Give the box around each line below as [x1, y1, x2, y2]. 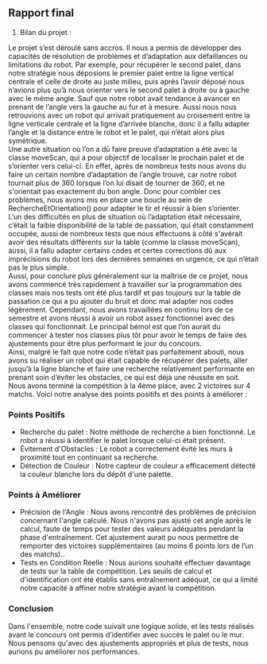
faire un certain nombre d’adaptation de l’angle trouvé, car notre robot [8, 169, 237, 179]
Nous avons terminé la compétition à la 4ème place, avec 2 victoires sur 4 [8, 381, 251, 390]
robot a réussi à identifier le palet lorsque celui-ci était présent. [19, 436, 226, 445]
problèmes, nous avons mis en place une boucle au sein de [8, 195, 203, 204]
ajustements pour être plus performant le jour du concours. [8, 338, 203, 348]
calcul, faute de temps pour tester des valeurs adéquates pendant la [19, 524, 244, 534]
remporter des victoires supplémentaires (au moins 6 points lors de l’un [19, 541, 254, 551]
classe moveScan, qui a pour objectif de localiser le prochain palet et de [8, 153, 245, 162]
